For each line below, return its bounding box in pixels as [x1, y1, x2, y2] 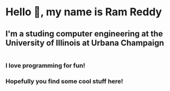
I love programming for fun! [5, 61, 86, 69]
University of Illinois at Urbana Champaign [5, 38, 164, 48]
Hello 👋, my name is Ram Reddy [5, 5, 162, 19]
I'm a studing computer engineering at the [5, 29, 163, 39]
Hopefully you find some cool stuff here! [5, 77, 124, 85]
